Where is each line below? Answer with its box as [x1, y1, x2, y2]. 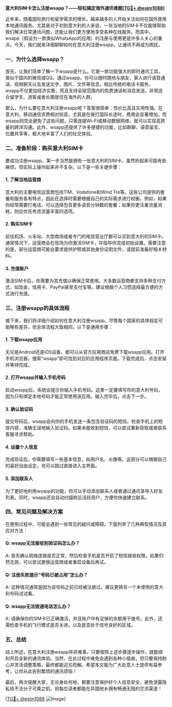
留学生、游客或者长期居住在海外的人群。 [9, 94, 95, 100]
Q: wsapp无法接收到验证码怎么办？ [5, 540, 80, 546]
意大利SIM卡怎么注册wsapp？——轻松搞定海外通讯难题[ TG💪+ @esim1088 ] [5, 5, 165, 11]
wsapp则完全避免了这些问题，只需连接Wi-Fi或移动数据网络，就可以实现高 [5, 118, 161, 124]
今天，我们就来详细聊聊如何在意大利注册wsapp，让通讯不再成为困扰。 [14, 42, 163, 48]
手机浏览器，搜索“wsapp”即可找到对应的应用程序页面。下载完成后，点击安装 [5, 355, 167, 361]
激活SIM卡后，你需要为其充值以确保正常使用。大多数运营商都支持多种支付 [5, 277, 162, 284]
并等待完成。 [5, 362, 32, 368]
